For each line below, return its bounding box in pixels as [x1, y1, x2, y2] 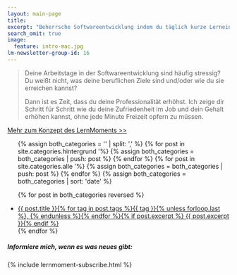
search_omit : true [7, 30, 61, 37]
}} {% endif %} [17, 219, 59, 227]
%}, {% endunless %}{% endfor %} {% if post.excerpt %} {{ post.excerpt [17, 212, 229, 220]
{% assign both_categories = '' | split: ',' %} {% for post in [17, 139, 186, 148]
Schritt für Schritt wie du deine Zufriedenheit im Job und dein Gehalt [24, 105, 224, 113]
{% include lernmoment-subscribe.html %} [7, 260, 133, 269]
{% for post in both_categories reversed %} [17, 191, 145, 199]
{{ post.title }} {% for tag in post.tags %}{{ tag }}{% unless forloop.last [17, 204, 221, 212]
